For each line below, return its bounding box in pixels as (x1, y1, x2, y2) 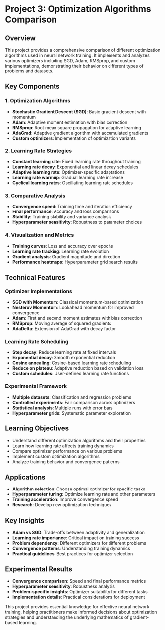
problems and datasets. (5, 68, 54, 74)
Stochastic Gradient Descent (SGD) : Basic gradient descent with (12, 108, 146, 115)
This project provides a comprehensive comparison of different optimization (5, 47, 161, 53)
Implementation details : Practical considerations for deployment (12, 594, 145, 600)
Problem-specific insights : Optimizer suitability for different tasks (12, 589, 148, 595)
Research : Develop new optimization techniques (12, 502, 112, 508)
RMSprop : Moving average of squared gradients (12, 320, 111, 326)
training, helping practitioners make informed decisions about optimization (5, 609, 157, 615)
